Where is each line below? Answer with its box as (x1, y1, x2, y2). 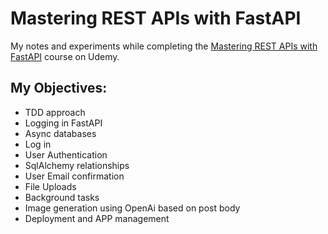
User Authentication (24, 148, 108, 161)
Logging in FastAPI (24, 117, 103, 129)
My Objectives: (10, 80, 108, 97)
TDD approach (24, 106, 86, 118)
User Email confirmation (24, 170, 125, 182)
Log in (24, 138, 52, 150)
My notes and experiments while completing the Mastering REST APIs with (10, 40, 318, 52)
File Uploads (24, 180, 77, 192)
